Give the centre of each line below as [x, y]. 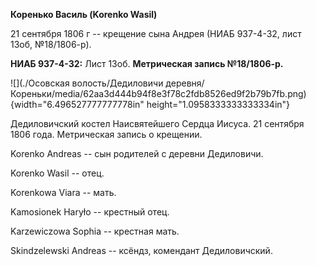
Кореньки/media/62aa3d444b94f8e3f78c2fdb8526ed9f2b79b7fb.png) [158, 93]
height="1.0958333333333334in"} [218, 104]
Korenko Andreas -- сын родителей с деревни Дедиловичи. [137, 153]
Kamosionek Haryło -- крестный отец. [90, 212]
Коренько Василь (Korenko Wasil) [84, 14]
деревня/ [185, 83]
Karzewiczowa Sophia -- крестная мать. [95, 231]
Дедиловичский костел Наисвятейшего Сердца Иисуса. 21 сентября [157, 123]
